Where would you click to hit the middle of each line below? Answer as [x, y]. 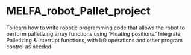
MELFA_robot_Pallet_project [78, 11]
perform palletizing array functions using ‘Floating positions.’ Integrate [93, 33]
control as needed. [30, 47]
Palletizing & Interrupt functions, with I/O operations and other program [94, 40]
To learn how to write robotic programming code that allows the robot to [96, 27]
